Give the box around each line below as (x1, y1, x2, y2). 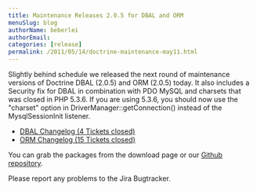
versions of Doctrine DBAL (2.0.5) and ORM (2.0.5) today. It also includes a (8, 78, 250, 87)
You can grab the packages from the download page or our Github (8, 150, 223, 160)
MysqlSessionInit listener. (8, 112, 91, 120)
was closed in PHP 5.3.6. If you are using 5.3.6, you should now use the (8, 95, 238, 104)
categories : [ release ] (8, 41, 82, 49)
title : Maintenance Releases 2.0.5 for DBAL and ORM (8, 11, 184, 20)
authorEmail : (8, 33, 51, 42)
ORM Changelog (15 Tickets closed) (19, 135, 136, 144)
